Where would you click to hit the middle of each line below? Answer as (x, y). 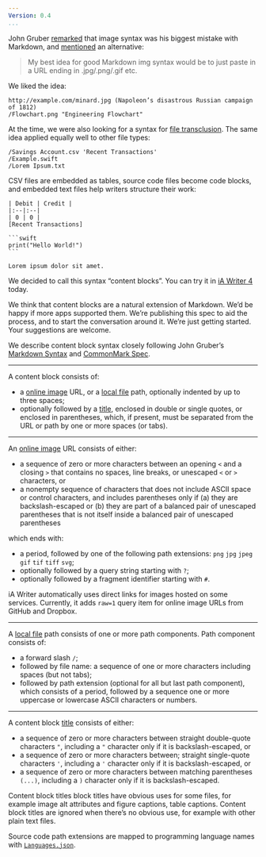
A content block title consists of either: (71, 722)
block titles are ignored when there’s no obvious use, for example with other (132, 812)
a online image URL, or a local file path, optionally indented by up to (130, 392)
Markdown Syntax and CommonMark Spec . (79, 353)
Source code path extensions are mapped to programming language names (131, 836)
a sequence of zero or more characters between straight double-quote (135, 738)
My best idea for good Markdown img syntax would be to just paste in (141, 62)
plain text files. (32, 820)
